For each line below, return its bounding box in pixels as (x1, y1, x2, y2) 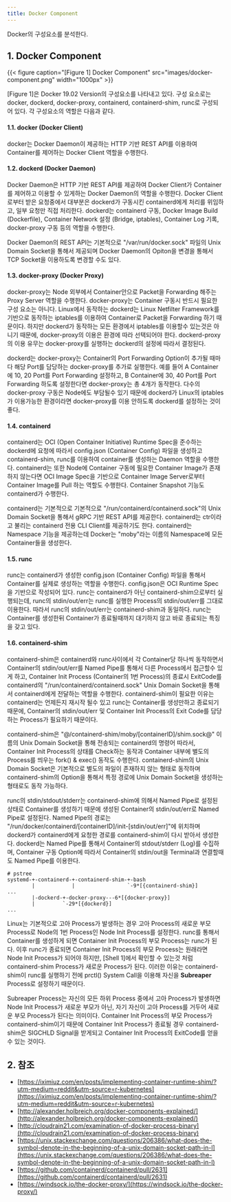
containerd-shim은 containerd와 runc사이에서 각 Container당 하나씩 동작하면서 (7, 655, 223, 663)
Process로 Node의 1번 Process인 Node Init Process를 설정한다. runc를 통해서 (7, 927, 220, 936)
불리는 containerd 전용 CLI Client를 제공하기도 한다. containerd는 (14, 521, 192, 530)
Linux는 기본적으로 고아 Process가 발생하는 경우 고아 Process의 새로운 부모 (7, 919, 211, 927)
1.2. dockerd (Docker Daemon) (7, 165, 96, 173)
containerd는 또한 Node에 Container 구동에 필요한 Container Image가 (16, 464, 208, 472)
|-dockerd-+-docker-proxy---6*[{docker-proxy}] (32, 894, 170, 901)
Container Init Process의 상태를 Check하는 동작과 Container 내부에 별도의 (7, 747, 210, 755)
